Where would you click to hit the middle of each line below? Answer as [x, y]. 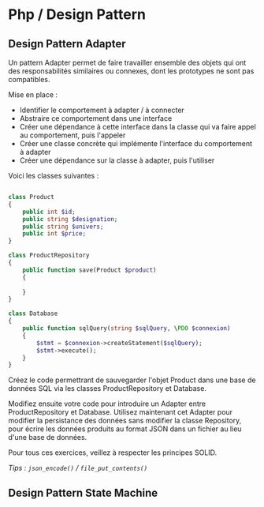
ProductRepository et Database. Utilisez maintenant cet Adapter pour [121, 412]
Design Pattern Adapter [67, 44]
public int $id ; [49, 212]
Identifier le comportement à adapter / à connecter [102, 110]
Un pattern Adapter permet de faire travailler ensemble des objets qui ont [127, 62]
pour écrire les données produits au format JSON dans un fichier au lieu [125, 429]
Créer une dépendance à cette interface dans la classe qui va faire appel [138, 127]
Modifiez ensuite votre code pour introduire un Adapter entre [107, 404]
